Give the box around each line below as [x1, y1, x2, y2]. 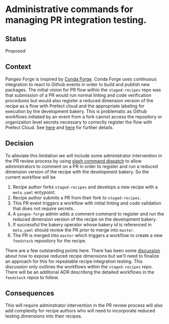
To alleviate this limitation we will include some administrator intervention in [5, 152, 162, 158]
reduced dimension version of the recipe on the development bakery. [12, 216, 157, 222]
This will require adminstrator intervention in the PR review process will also [5, 302, 163, 308]
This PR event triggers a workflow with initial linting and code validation [12, 200, 162, 206]
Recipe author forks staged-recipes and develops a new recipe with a [12, 184, 158, 190]
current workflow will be [5, 174, 56, 180]
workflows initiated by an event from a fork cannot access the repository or [5, 113, 162, 119]
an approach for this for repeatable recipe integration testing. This [5, 258, 143, 264]
